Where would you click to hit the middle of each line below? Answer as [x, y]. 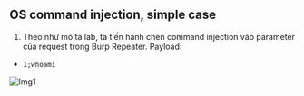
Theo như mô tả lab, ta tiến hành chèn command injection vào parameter [159, 36]
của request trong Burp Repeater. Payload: [102, 46]
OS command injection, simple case [113, 15]
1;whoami [39, 64]
